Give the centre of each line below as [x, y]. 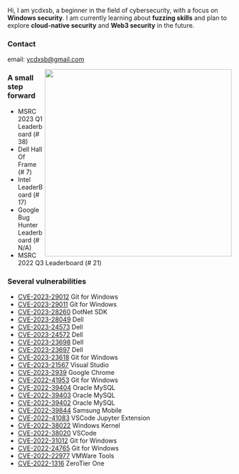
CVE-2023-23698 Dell [51, 342]
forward [21, 96]
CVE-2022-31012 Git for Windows [67, 440]
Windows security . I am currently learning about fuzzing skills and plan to [117, 18]
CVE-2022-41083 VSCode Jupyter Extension [84, 418]
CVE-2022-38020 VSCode [57, 433]
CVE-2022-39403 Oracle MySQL [67, 395]
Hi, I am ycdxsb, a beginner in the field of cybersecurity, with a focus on [113, 10]
